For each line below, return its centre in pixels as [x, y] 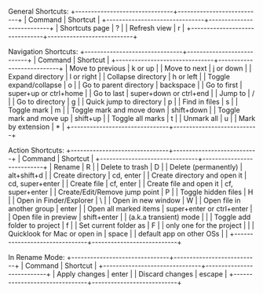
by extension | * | [37, 126]
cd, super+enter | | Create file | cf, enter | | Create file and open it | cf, [121, 183]
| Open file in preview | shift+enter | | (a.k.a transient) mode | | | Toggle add [130, 217]
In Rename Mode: [37, 257]
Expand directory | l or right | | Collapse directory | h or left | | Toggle [119, 77]
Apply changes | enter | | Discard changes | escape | [142, 274]
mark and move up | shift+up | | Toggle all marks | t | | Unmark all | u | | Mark [132, 118]
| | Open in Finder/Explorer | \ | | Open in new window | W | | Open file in [124, 200]
